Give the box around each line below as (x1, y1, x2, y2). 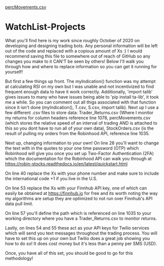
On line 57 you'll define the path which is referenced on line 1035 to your (5, 210, 152, 216)
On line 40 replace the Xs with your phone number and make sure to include (5, 170, 159, 176)
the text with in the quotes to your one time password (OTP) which (5, 145, 139, 151)
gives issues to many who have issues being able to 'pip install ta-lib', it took (5, 94, 159, 100)
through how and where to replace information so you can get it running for (5, 63, 157, 69)
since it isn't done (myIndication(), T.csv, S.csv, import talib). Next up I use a (5, 104, 159, 110)
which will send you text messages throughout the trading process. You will (5, 230, 158, 236)
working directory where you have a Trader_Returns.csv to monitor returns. (5, 215, 157, 221)
